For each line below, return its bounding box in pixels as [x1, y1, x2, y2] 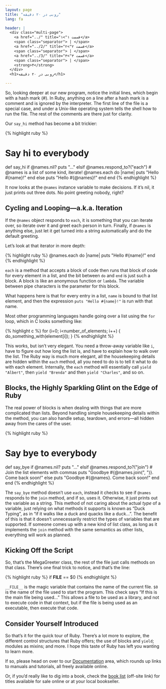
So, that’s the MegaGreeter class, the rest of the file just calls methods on [5, 559, 155, 565]
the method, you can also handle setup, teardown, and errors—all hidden [5, 415, 155, 421]
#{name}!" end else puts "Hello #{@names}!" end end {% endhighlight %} [5, 175, 157, 181]
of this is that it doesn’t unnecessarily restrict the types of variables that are [5, 516, 160, 522]
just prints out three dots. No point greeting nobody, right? [5, 190, 124, 196]
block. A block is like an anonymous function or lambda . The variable [5, 278, 145, 284]
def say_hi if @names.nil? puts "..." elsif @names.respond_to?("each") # [5, 164, 152, 170]
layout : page [5, 7, 32, 12]
